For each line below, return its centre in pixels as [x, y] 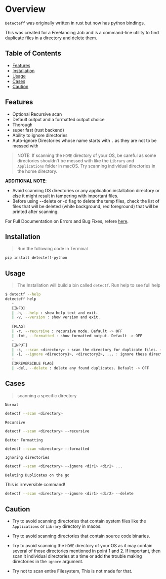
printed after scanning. [36, 212]
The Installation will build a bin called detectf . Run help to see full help [89, 285]
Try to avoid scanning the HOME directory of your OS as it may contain [82, 545]
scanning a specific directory [47, 395]
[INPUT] [20, 345]
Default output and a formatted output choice [58, 119]
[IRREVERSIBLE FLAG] [33, 363]
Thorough [22, 125]
